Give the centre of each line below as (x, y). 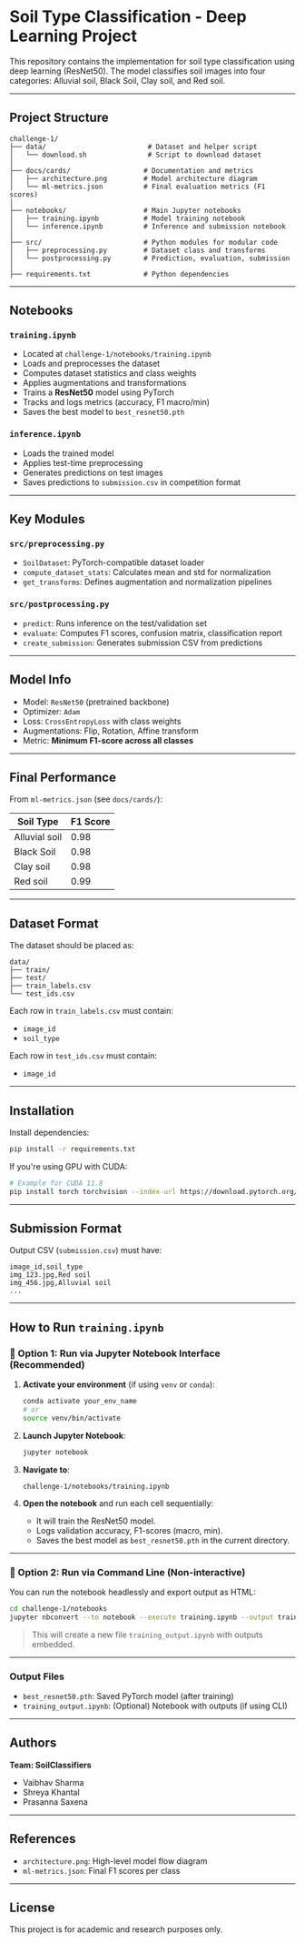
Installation (42, 1111)
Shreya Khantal (51, 1792)
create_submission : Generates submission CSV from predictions (143, 643)
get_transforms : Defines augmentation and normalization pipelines (147, 582)
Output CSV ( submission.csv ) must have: (86, 1250)
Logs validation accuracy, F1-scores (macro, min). (129, 1530)
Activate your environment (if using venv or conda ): (118, 1384)
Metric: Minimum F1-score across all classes (108, 740)
